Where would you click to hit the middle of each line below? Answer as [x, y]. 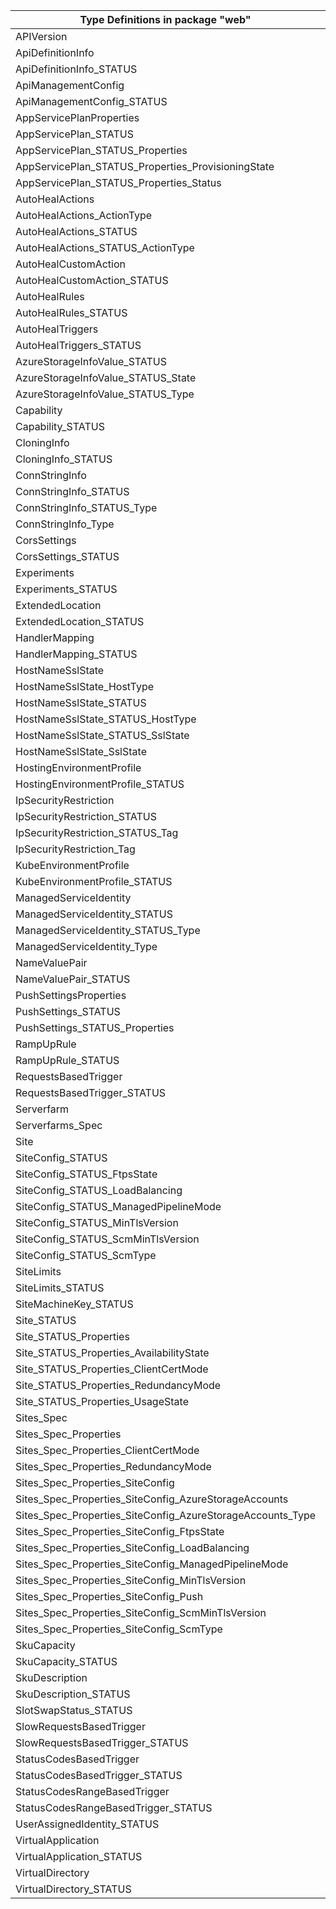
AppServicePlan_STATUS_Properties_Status [118, 182]
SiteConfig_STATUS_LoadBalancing [99, 1190]
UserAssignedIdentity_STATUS [87, 1824]
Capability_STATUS [60, 426]
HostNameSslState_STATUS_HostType [106, 719]
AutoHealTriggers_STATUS [78, 345]
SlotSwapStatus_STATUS [74, 1710]
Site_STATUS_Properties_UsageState [102, 1401]
